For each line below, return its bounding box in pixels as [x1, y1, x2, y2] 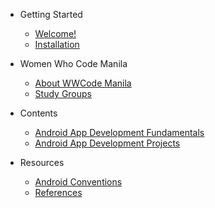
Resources [19, 157, 65, 168]
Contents [19, 107, 58, 119]
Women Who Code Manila [19, 58, 128, 69]
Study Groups [34, 88, 92, 99]
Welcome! [34, 28, 77, 39]
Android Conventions [34, 176, 123, 188]
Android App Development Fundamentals [34, 127, 205, 138]
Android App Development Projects [34, 137, 181, 149]
